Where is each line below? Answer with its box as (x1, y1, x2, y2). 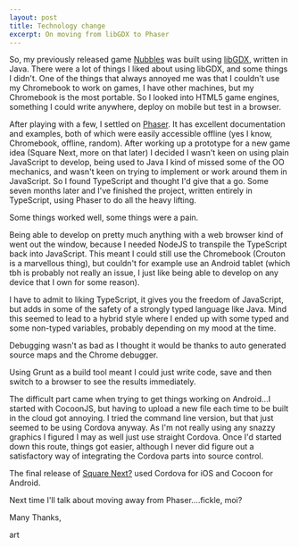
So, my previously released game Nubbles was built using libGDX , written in (9, 55, 288, 65)
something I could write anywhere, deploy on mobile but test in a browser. (9, 102, 281, 113)
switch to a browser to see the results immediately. (9, 376, 196, 387)
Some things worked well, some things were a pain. (9, 212, 199, 223)
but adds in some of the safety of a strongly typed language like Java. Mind (9, 304, 287, 315)
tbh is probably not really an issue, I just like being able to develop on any (9, 267, 279, 278)
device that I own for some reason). (9, 277, 140, 288)
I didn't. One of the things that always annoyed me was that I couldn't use (9, 73, 280, 84)
